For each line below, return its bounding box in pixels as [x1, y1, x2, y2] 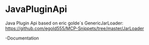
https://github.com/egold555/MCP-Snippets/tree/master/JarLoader [5, 25, 144, 31]
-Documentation [5, 35, 39, 41]
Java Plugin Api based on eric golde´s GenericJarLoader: [5, 20, 124, 26]
